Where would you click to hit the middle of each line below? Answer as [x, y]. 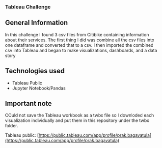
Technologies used [35, 71]
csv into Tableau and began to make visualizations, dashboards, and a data [81, 50]
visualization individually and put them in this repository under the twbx [77, 120]
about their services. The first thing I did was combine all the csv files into [80, 40]
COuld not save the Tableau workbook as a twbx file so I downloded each [80, 115]
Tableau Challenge [28, 7]
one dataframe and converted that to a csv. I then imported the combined [79, 45]
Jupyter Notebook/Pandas [39, 88]
